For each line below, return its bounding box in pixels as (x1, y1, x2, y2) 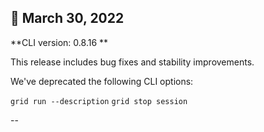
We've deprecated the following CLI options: (10, 75, 194, 87)
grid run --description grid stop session (10, 96, 188, 106)
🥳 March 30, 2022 (10, 10, 125, 27)
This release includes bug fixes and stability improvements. (10, 56, 255, 68)
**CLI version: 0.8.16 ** (10, 36, 109, 48)
